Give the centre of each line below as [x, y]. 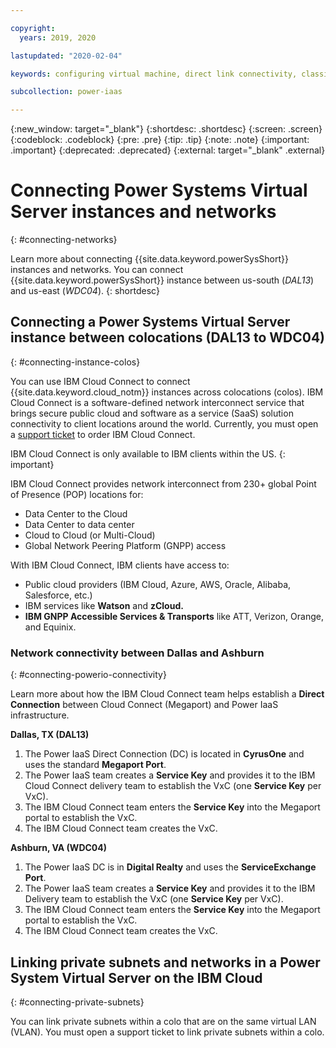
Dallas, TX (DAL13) [50, 735]
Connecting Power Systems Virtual [159, 190]
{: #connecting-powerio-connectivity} [88, 675]
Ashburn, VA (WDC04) [59, 848]
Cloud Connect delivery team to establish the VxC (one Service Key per [173, 786]
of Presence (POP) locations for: [77, 494]
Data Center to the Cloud [76, 513]
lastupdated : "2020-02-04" [66, 56]
